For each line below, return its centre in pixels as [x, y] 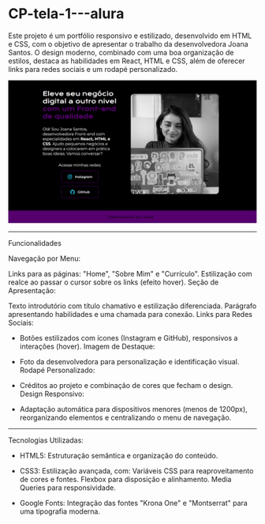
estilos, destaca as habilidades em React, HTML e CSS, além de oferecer [127, 61]
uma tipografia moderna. [60, 511]
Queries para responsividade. [67, 488]
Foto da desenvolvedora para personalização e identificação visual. [129, 362]
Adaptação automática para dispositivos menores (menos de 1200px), [134, 409]
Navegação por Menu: [45, 258]
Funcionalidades [35, 243]
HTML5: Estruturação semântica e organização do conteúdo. [119, 456]
